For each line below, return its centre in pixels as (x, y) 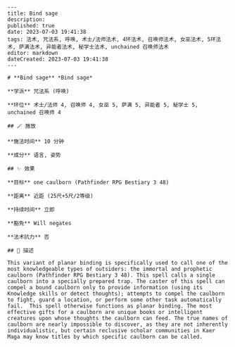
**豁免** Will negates (39, 223)
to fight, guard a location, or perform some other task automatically (114, 300)
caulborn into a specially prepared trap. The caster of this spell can (116, 282)
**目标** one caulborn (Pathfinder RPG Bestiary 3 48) (88, 182)
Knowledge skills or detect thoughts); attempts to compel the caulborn (116, 294)
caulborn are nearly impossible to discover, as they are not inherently (118, 324)
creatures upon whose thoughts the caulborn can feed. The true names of (118, 318)
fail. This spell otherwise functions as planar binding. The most (110, 306)
